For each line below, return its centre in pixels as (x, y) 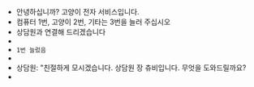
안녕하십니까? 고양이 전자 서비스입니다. (77, 12)
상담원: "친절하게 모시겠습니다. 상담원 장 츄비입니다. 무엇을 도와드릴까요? (131, 68)
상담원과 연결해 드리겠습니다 (61, 32)
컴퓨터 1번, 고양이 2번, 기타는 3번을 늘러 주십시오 (93, 22)
